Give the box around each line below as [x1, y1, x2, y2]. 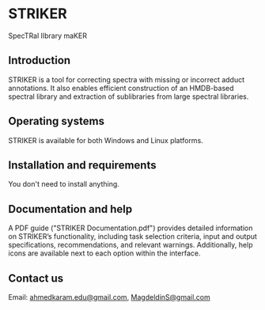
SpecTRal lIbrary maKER [8, 31, 87, 40]
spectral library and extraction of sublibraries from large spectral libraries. [8, 92, 249, 101]
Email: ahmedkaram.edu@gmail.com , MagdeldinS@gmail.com [8, 293, 211, 301]
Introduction [8, 54, 71, 67]
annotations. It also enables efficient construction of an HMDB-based [8, 83, 235, 93]
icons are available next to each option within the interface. [8, 248, 201, 258]
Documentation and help [8, 202, 133, 216]
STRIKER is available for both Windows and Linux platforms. [8, 135, 203, 145]
